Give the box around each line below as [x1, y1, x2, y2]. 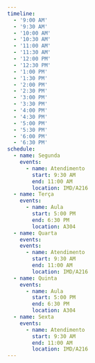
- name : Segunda [13, 152, 60, 160]
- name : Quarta [13, 230, 58, 237]
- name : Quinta [13, 275, 58, 282]
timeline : [7, 10, 36, 17]
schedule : [7, 146, 36, 153]
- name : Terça [13, 191, 54, 198]
